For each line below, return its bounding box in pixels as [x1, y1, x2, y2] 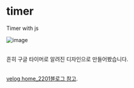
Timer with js [6, 24, 39, 32]
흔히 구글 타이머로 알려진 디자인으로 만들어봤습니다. [6, 55, 129, 62]
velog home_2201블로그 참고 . [6, 75, 78, 82]
